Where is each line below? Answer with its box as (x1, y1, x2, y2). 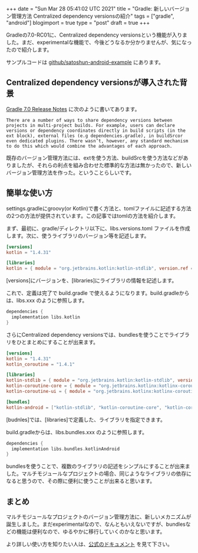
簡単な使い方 (6, 188, 53, 198)
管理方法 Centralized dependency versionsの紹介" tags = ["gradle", (11, 12, 174, 19)
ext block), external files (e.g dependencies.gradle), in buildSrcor (6, 132, 183, 139)
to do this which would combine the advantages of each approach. (6, 143, 173, 149)
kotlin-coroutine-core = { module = (6, 383, 96, 389)
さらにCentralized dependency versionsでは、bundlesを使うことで (6, 331, 169, 338)
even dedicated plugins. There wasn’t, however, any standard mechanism (6, 138, 189, 144)
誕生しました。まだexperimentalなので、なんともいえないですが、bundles (6, 521, 186, 528)
